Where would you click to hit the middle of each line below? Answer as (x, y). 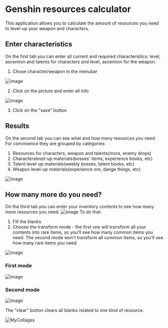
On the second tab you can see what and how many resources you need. (81, 138)
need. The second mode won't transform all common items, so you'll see (88, 238)
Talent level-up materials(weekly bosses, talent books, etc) (73, 163)
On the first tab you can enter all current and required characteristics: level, (83, 56)
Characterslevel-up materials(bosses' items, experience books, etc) (82, 158)
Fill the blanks (27, 222)
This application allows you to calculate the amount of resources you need (82, 23)
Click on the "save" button (40, 110)
